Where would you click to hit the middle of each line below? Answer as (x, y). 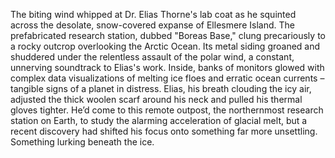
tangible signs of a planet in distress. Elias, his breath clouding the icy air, (161, 88)
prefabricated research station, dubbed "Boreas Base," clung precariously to (168, 35)
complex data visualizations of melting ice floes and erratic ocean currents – (167, 78)
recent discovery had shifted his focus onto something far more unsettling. (164, 131)
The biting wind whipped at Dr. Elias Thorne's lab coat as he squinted (153, 14)
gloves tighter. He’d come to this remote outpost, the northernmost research (167, 110)
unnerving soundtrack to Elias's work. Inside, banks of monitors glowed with (167, 67)
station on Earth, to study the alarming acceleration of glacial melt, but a (159, 120)
